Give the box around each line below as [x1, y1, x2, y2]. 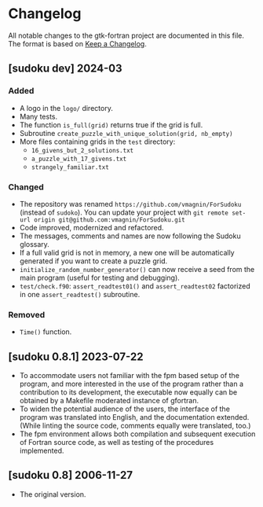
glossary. [19, 239, 49, 248]
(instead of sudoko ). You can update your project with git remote [19, 208, 229, 217]
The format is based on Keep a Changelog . [8, 39, 147, 48]
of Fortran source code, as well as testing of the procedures [19, 438, 214, 447]
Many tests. [19, 112, 58, 121]
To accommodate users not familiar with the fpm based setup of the [19, 371, 239, 380]
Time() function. [19, 327, 72, 336]
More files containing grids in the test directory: [19, 137, 176, 146]
